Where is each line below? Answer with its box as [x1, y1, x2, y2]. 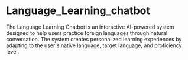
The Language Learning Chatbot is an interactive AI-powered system [6, 23, 174, 30]
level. [6, 48, 20, 55]
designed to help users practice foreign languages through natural [6, 29, 168, 36]
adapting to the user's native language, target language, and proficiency [6, 42, 182, 49]
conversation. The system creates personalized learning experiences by [6, 36, 182, 43]
